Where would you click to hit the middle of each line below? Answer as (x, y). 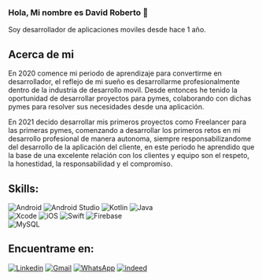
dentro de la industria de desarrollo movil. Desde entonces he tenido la (123, 90)
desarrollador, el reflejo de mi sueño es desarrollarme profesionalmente (124, 82)
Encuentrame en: (51, 249)
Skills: (24, 188)
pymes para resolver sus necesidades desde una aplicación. (106, 107)
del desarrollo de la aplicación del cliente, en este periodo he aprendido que (131, 147)
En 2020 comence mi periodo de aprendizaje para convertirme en (115, 73)
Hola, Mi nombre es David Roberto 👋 (78, 13)
